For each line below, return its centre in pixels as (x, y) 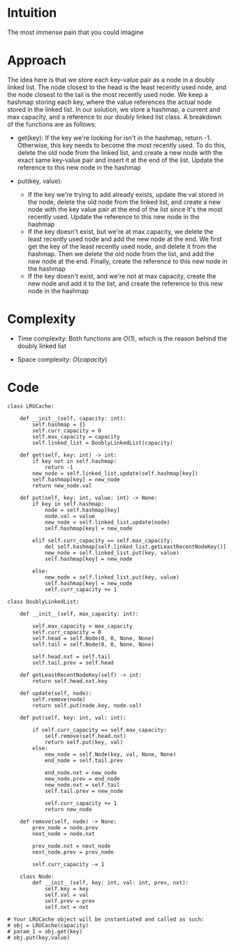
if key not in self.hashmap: (75, 461)
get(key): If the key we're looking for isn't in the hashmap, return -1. (114, 138)
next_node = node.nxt (64, 834)
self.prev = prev (70, 901)
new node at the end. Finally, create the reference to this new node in (128, 261)
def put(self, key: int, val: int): (73, 718)
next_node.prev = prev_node (73, 852)
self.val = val (67, 895)
